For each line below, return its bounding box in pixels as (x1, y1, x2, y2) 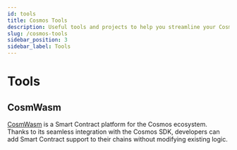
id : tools (7, 10, 37, 18)
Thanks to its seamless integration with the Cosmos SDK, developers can (7, 127, 220, 136)
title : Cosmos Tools (7, 17, 68, 24)
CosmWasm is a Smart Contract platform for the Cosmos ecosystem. (7, 120, 208, 128)
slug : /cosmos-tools (7, 30, 68, 37)
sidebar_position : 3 (7, 37, 68, 44)
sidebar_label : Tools (7, 43, 71, 50)
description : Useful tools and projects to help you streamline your (7, 23, 217, 30)
